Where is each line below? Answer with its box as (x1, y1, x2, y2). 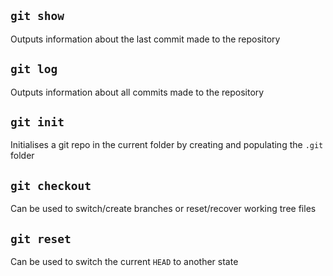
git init (10, 115, 65, 130)
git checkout (10, 178, 92, 193)
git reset (10, 231, 72, 246)
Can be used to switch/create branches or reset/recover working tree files (10, 203, 317, 215)
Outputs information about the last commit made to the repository (10, 33, 281, 45)
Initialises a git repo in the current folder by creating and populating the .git (10, 139, 324, 151)
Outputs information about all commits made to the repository (10, 86, 265, 98)
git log (10, 62, 58, 77)
